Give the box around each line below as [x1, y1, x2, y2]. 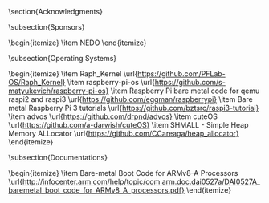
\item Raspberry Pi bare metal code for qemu [110, 86, 260, 95]
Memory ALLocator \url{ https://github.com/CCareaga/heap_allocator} [8, 128, 239, 138]
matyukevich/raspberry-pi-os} [8, 86, 109, 95]
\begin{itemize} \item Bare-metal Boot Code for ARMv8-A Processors [8, 168, 238, 177]
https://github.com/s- [154, 78, 226, 87]
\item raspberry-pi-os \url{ [67, 78, 155, 87]
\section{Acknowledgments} [8, 7, 103, 16]
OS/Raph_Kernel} [8, 78, 66, 87]
